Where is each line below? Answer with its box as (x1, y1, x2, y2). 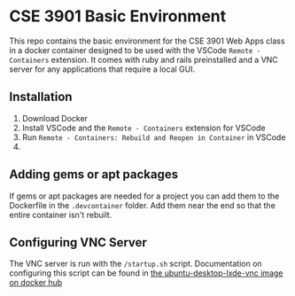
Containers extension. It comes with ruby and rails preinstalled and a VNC (9, 54, 279, 65)
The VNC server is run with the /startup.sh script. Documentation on (9, 259, 263, 269)
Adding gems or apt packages (9, 167, 179, 183)
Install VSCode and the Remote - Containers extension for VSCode (21, 122, 266, 133)
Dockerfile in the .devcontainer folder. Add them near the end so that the (9, 199, 276, 210)
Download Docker (21, 113, 89, 123)
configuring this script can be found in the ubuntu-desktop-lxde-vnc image (9, 268, 283, 278)
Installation (9, 90, 73, 105)
